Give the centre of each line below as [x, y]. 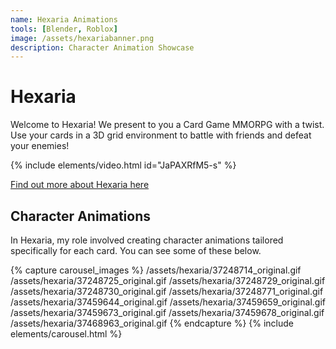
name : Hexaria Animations [64, 19]
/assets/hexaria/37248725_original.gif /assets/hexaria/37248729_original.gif [168, 280]
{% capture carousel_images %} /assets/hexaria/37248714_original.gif [156, 270]
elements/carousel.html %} [66, 334]
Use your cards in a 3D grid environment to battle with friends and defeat [161, 135]
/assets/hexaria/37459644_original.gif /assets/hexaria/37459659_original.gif [168, 302]
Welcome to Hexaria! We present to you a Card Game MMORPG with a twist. [167, 125]
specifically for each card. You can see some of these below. [136, 250]
